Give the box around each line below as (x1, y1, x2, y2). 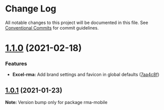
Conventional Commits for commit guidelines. (5, 24, 99, 30)
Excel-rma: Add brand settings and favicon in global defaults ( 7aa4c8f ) (12, 71, 160, 77)
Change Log (5, 3, 56, 14)
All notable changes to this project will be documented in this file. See (5, 19, 149, 25)
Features (5, 60, 27, 67)
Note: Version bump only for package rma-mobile (5, 99, 108, 105)
